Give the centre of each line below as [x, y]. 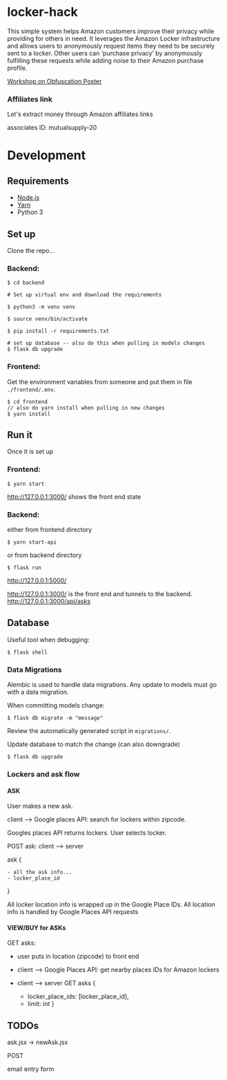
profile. [17, 68]
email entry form [31, 1069]
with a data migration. [38, 692]
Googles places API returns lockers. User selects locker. [87, 833]
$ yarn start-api [32, 542]
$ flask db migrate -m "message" [55, 718]
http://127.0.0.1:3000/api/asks [49, 601]
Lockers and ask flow [44, 775]
